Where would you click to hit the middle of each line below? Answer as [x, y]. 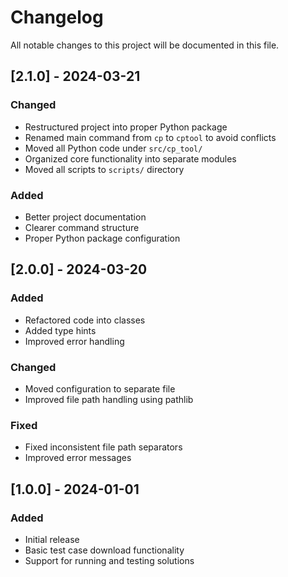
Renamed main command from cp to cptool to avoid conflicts [150, 137]
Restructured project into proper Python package [126, 127]
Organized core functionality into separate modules [130, 158]
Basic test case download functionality [104, 550]
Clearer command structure [82, 227]
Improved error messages [78, 458]
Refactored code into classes [85, 320]
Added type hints [60, 330]
